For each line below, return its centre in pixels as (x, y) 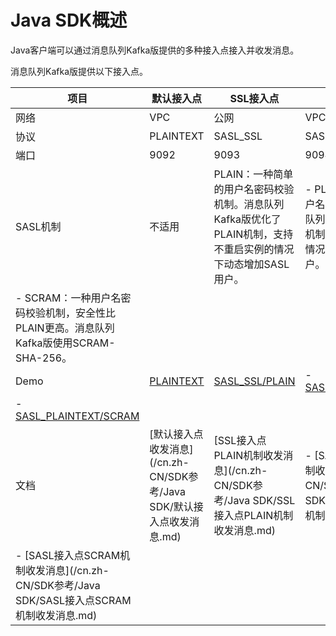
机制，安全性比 (81, 313)
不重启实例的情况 (254, 249)
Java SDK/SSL (261, 500)
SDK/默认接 (176, 506)
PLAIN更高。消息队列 (65, 328)
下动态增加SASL (251, 264)
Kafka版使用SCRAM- (65, 343)
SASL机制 (38, 226)
